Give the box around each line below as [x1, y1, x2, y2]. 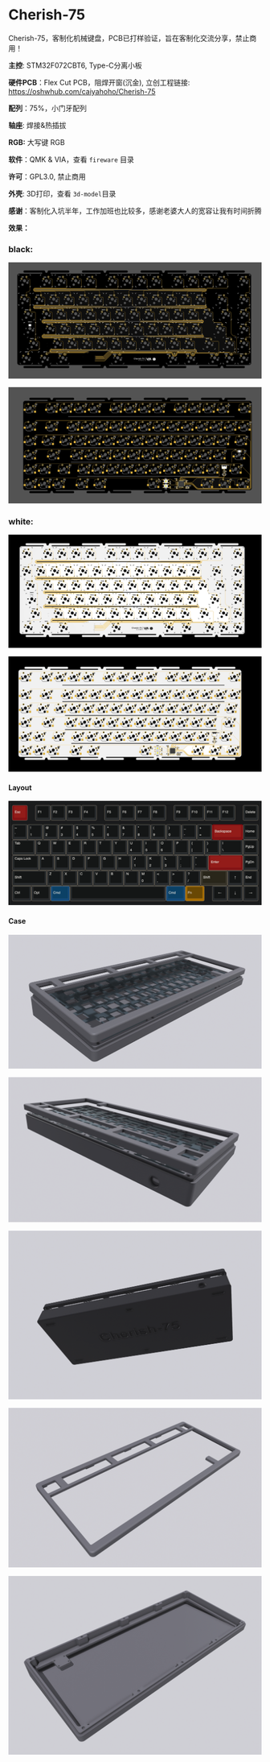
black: [8, 243, 34, 254]
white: [8, 516, 34, 527]
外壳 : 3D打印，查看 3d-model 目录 [8, 188, 117, 198]
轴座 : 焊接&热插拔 [8, 120, 67, 130]
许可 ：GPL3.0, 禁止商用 [8, 172, 86, 181]
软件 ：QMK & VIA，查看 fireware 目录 [8, 155, 134, 164]
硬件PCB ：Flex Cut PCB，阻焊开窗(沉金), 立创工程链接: [8, 77, 190, 87]
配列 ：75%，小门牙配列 [8, 103, 87, 113]
